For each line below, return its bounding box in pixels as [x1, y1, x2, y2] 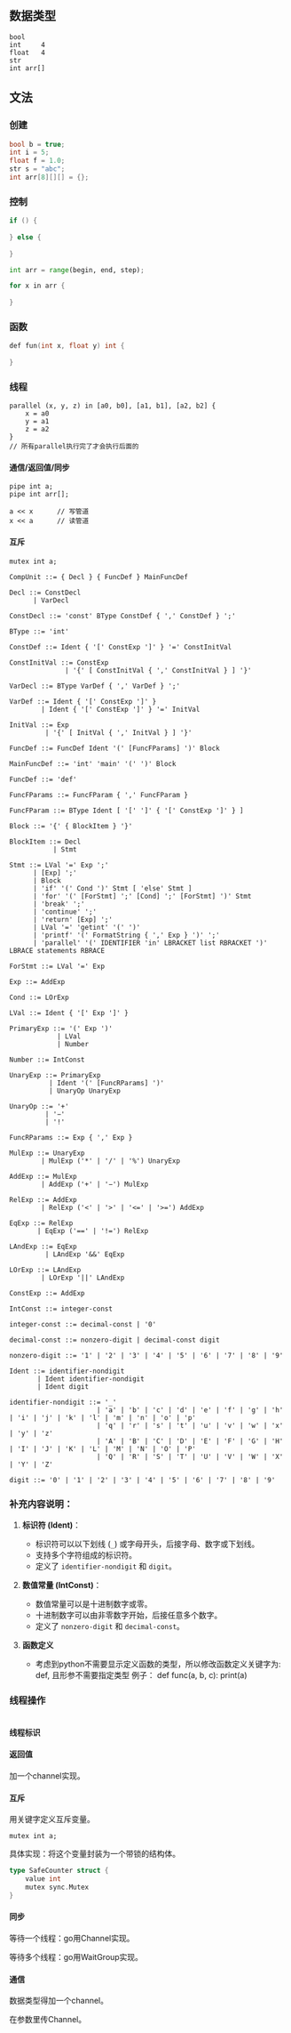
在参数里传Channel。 [9, 2014, 87, 2025]
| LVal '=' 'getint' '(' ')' [32, 923, 141, 932]
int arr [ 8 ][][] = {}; [9, 173, 90, 182]
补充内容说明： [9, 1497, 74, 1510]
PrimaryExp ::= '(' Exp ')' [9, 1024, 114, 1033]
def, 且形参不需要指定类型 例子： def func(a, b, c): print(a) [35, 1669, 248, 1680]
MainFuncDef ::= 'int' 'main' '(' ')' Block [9, 759, 177, 768]
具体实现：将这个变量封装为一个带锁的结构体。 [9, 1849, 180, 1860]
